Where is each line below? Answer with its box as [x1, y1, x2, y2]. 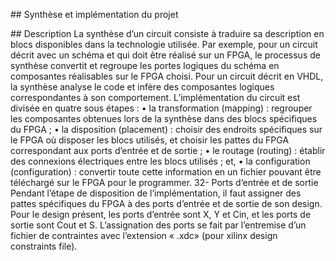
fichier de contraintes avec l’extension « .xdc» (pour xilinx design [10, 230, 278, 241]
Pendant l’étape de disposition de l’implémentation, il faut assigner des [10, 187, 302, 199]
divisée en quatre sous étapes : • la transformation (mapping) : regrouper [10, 102, 313, 114]
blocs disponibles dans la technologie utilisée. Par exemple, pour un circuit [10, 39, 318, 50]
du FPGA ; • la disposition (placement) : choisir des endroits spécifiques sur [10, 124, 323, 135]
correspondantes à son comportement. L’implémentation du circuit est [10, 92, 301, 103]
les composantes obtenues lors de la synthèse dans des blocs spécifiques [10, 113, 318, 124]
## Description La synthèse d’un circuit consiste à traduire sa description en [10, 28, 325, 39]
